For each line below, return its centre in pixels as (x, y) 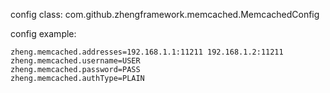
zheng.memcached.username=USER (75, 61)
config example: (43, 33)
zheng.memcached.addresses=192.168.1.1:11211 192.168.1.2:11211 (147, 52)
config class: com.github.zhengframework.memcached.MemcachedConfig (165, 14)
